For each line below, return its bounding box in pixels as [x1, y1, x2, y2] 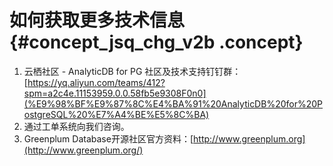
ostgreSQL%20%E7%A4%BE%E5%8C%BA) [23, 108, 210, 120]
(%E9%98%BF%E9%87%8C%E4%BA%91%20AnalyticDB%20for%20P [23, 97, 323, 110]
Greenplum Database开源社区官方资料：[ [23, 132, 194, 145]
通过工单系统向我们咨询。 [23, 120, 130, 132]
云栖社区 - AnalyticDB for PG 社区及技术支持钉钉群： [23, 65, 242, 77]
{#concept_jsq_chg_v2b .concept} [9, 31, 304, 54]
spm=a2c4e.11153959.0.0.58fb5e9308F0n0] [23, 87, 207, 99]
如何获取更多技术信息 [9, 9, 186, 32]
